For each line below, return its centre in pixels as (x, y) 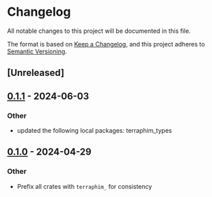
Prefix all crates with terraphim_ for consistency (84, 186)
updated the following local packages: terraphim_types (94, 131)
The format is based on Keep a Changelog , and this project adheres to (106, 44)
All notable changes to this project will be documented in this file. (99, 31)
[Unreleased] (36, 73)
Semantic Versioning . (37, 51)
